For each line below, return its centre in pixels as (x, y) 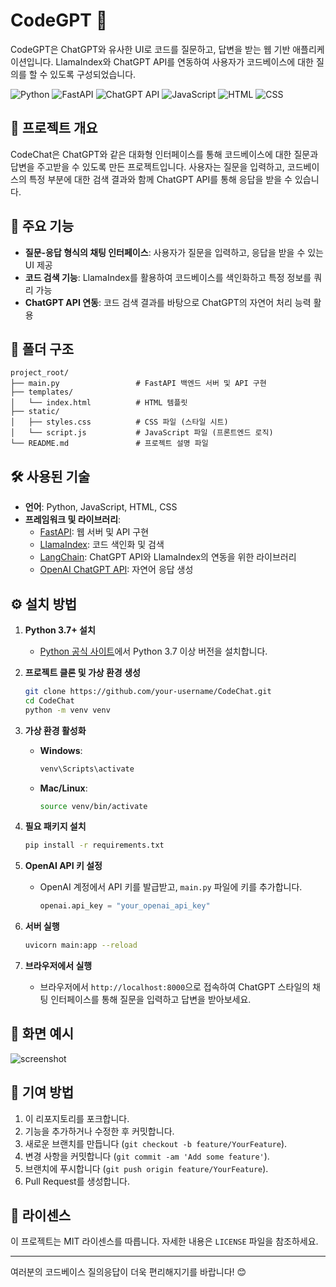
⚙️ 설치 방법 (44, 604)
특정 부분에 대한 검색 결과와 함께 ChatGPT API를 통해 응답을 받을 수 (160, 179)
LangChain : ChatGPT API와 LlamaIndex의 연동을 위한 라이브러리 (168, 557)
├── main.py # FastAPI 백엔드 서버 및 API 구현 (138, 384)
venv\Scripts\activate (87, 769)
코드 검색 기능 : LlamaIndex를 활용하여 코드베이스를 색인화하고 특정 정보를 (168, 277)
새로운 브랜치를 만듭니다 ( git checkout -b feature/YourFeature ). (156, 1143)
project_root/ (40, 373)
